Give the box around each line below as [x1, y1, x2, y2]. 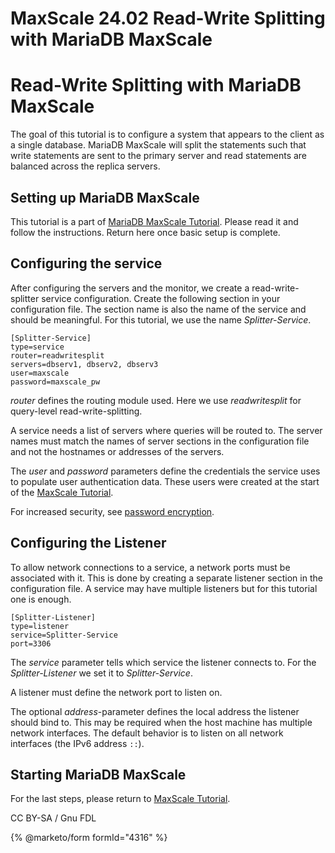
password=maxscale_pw [10, 377, 101, 387]
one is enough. [10, 593, 72, 605]
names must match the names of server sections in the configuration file [10, 435, 310, 447]
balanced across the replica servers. [10, 160, 161, 172]
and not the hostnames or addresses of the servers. [10, 445, 225, 457]
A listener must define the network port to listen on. [10, 686, 223, 698]
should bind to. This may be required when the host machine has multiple [10, 716, 313, 728]
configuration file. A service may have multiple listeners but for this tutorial [10, 582, 318, 594]
